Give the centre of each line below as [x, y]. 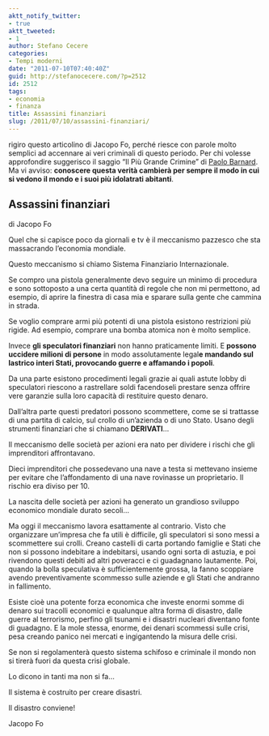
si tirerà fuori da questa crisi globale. [69, 661]
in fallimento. [30, 586]
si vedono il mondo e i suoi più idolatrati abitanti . [91, 178]
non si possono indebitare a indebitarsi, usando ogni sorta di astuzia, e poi [132, 551]
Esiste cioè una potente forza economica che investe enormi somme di [126, 601]
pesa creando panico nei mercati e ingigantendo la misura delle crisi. [123, 636]
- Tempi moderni [36, 62]
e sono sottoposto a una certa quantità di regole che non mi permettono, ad [134, 288]
